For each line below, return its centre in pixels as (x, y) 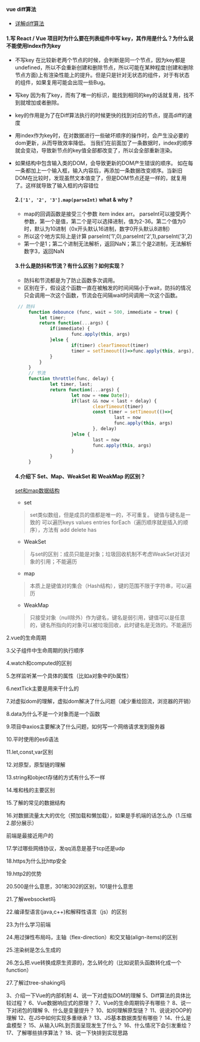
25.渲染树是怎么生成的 (34, 950)
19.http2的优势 (24, 874)
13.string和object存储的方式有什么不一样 (56, 777)
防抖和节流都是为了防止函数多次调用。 (71, 280)
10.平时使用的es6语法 (33, 739)
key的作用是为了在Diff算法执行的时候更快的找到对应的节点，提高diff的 (101, 115)
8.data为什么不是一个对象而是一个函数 (53, 714)
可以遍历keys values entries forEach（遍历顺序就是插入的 (112, 522)
